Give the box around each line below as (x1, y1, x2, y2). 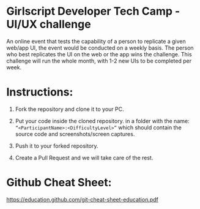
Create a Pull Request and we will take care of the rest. (15, 154, 154, 161)
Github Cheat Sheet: (6, 176, 112, 189)
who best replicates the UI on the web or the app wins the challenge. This (6, 50, 192, 58)
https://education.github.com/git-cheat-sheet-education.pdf (6, 196, 159, 203)
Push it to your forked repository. (15, 142, 99, 150)
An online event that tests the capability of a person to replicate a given (6, 37, 187, 45)
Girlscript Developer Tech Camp (6, 4, 173, 18)
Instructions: (6, 85, 73, 99)
